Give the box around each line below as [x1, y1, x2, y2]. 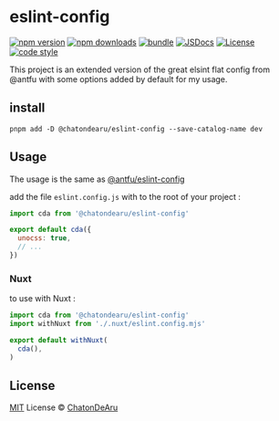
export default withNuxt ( [9, 335, 108, 344]
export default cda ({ [9, 226, 92, 235]
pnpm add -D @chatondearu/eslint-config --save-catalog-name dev [9, 124, 263, 133]
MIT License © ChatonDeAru [9, 402, 119, 413]
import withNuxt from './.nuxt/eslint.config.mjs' [9, 320, 206, 329]
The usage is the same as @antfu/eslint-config [9, 174, 185, 184]
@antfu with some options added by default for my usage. [9, 73, 228, 84]
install [9, 100, 46, 116]
